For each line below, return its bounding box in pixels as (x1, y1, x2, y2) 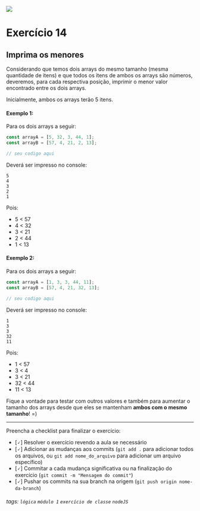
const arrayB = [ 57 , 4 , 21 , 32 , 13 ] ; (6, 284, 100, 291)
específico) (14, 458, 43, 465)
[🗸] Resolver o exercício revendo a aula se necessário (14, 438, 147, 446)
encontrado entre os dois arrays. (6, 84, 86, 92)
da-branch (14, 485, 40, 491)
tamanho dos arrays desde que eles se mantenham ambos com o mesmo (6, 403, 187, 410)
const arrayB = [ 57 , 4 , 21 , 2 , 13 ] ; (6, 140, 97, 146)
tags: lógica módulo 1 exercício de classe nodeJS (6, 498, 129, 505)
